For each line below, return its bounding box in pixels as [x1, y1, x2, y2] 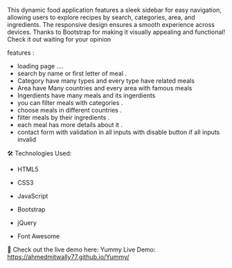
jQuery [17, 219, 37, 227]
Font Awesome [17, 232, 60, 240]
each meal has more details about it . [17, 121, 123, 128]
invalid [17, 135, 37, 144]
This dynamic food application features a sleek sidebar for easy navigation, [7, 6, 222, 14]
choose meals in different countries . [17, 106, 123, 114]
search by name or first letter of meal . [17, 69, 127, 77]
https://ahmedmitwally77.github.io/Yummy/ [7, 253, 130, 261]
